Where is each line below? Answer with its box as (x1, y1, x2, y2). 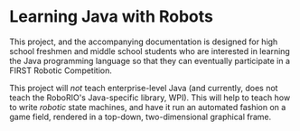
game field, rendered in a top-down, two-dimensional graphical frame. (9, 111, 272, 122)
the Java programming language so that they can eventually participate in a (9, 55, 291, 66)
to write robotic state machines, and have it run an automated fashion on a (9, 101, 286, 112)
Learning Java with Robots (9, 6, 214, 27)
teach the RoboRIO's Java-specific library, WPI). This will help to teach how (9, 92, 291, 103)
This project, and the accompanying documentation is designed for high (9, 36, 278, 47)
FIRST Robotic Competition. (9, 65, 113, 76)
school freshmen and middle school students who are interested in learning (9, 45, 291, 56)
